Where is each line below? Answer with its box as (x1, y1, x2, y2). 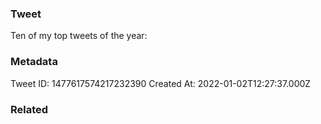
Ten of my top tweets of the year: (10, 30, 148, 42)
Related (10, 102, 49, 116)
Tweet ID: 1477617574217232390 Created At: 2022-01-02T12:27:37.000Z (10, 77, 312, 89)
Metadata (10, 55, 58, 69)
